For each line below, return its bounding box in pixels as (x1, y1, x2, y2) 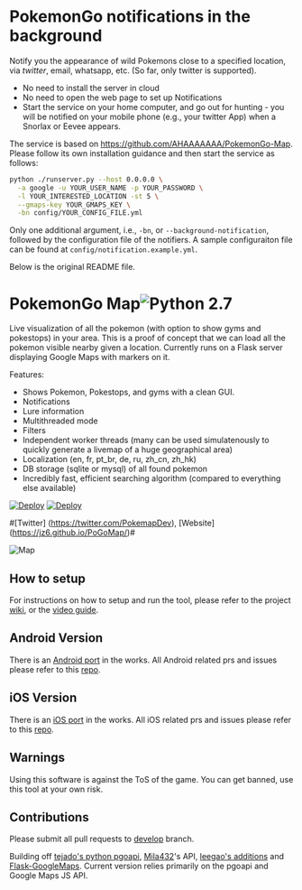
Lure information (22, 406, 85, 417)
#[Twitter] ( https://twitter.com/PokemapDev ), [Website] (9, 517, 215, 529)
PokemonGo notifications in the (9, 6, 251, 27)
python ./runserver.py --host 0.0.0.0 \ (9, 174, 164, 184)
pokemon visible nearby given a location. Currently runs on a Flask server (9, 342, 284, 353)
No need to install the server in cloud (22, 82, 160, 93)
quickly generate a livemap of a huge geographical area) (22, 444, 233, 455)
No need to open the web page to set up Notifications (22, 92, 223, 103)
